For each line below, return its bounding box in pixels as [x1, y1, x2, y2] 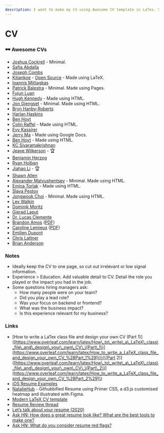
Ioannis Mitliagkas [12, 80, 49, 86]
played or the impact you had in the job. [12, 279, 92, 285]
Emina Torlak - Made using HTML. [12, 183, 82, 189]
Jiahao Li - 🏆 [12, 166, 40, 171]
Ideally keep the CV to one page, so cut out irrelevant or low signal [12, 264, 146, 269]
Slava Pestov [12, 188, 39, 194]
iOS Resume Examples [12, 381, 58, 386]
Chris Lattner [12, 235, 39, 241]
